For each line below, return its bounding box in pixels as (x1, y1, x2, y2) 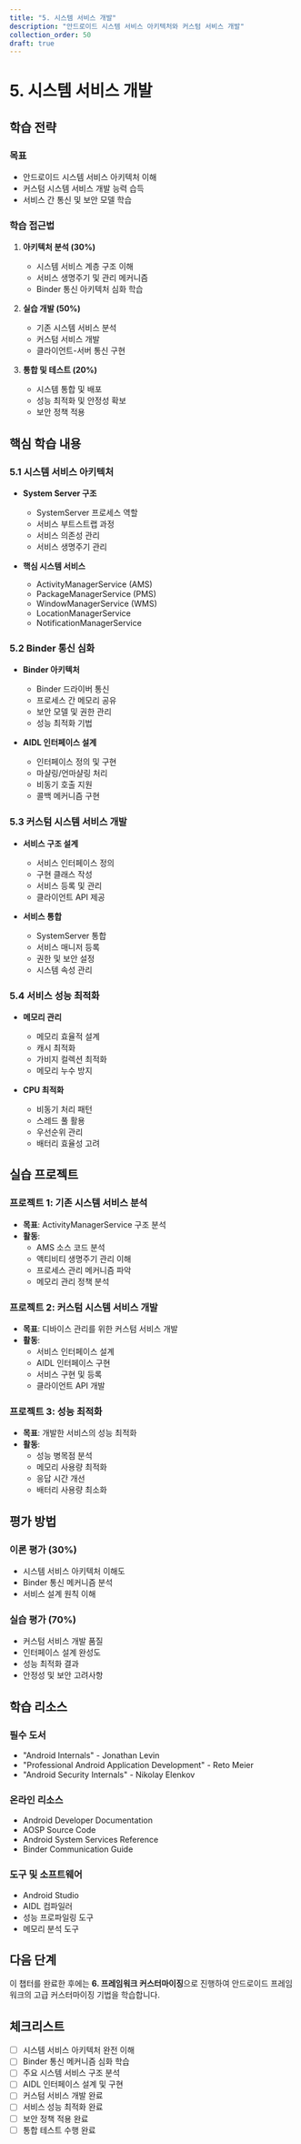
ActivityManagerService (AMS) (35, 579, 153, 590)
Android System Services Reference (22, 1835, 159, 1846)
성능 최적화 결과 (22, 1658, 79, 1670)
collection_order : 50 (9, 30, 92, 39)
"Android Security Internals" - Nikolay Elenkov (22, 1769, 196, 1780)
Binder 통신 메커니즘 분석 (22, 1576, 114, 1588)
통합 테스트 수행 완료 (22, 2124, 96, 2135)
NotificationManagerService (35, 618, 143, 629)
